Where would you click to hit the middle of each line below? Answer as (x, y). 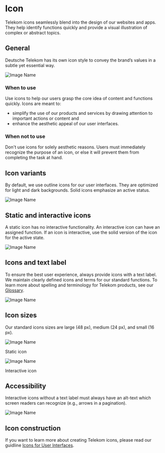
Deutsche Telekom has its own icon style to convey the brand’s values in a (81, 60)
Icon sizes (21, 315)
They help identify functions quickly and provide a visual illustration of (76, 27)
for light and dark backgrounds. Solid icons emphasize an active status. (78, 190)
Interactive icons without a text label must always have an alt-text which (78, 398)
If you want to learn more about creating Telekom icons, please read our (78, 440)
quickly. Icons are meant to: (33, 104)
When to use (20, 88)
